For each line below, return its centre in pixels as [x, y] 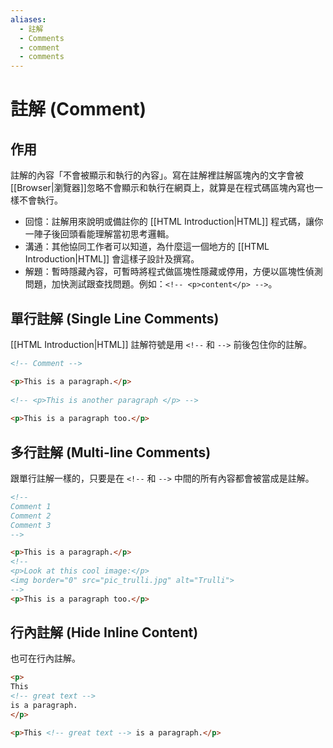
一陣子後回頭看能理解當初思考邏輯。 [99, 234]
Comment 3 [31, 525]
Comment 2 [31, 516]
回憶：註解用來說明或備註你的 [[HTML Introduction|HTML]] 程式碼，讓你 [174, 222]
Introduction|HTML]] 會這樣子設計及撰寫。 [112, 259]
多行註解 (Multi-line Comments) [111, 452]
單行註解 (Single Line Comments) [115, 318]
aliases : [28, 19]
